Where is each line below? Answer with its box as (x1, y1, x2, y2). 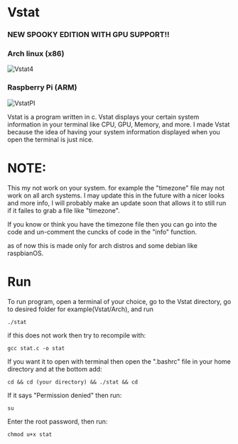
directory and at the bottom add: (7, 364, 102, 373)
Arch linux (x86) (7, 49, 65, 59)
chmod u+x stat (7, 431, 53, 438)
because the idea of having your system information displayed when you (7, 127, 220, 136)
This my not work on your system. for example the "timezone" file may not (7, 183, 225, 192)
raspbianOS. (7, 249, 44, 257)
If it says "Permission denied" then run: (7, 391, 122, 399)
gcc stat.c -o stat (7, 345, 65, 352)
